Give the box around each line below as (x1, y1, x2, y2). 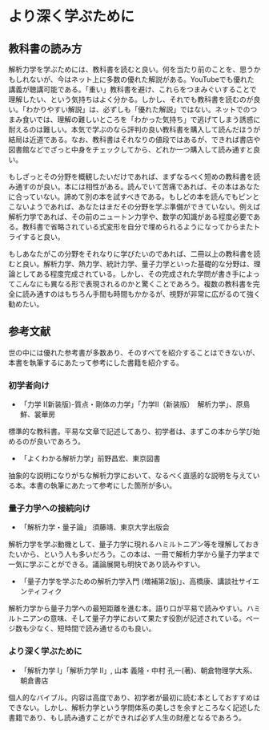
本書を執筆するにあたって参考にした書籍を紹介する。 (8, 358, 184, 367)
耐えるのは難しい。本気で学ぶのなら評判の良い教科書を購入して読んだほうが (8, 125, 261, 134)
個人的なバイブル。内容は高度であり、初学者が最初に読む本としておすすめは (8, 692, 260, 702)
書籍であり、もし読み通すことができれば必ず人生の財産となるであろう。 (8, 712, 246, 722)
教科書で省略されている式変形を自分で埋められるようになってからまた (22, 222, 254, 231)
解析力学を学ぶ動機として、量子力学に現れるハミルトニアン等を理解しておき (8, 539, 260, 550)
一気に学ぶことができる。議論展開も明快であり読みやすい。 (8, 559, 205, 570)
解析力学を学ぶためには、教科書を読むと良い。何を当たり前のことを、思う (8, 65, 254, 74)
